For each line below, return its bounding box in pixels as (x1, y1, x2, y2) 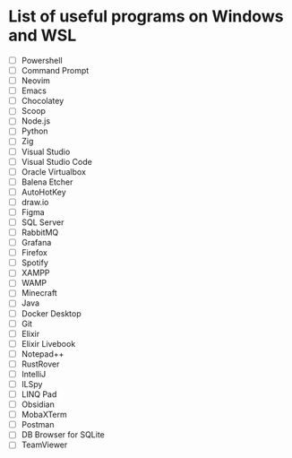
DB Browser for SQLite (21, 429, 105, 440)
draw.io (21, 196, 49, 207)
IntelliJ (21, 368, 47, 379)
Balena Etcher (21, 177, 73, 187)
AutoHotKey (21, 186, 66, 197)
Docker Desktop (21, 307, 82, 319)
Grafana (21, 238, 52, 248)
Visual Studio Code (21, 156, 93, 167)
